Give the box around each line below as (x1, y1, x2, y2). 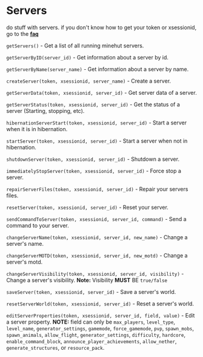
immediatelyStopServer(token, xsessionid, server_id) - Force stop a (6, 167, 182, 174)
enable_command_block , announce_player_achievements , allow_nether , (6, 338, 177, 345)
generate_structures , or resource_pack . (6, 344, 105, 351)
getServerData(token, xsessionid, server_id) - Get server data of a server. (6, 89, 197, 96)
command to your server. (6, 222, 70, 229)
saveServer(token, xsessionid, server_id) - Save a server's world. (6, 288, 176, 295)
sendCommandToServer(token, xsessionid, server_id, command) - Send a (6, 215, 187, 222)
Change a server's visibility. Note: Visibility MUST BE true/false (6, 276, 168, 284)
